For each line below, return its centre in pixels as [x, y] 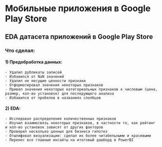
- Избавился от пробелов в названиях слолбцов [53, 98]
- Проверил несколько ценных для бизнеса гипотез [56, 131]
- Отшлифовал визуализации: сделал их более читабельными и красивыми [78, 136]
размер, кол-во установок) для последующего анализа [60, 93]
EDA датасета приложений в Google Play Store [79, 37]
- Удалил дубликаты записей [34, 72]
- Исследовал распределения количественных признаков [61, 119]
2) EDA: [13, 108]
